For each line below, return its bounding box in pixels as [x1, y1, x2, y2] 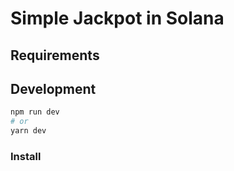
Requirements [10, 47, 100, 64]
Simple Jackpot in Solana [10, 7, 225, 30]
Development [10, 80, 97, 97]
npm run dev [10, 107, 60, 117]
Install [10, 149, 42, 163]
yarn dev [10, 126, 47, 136]
